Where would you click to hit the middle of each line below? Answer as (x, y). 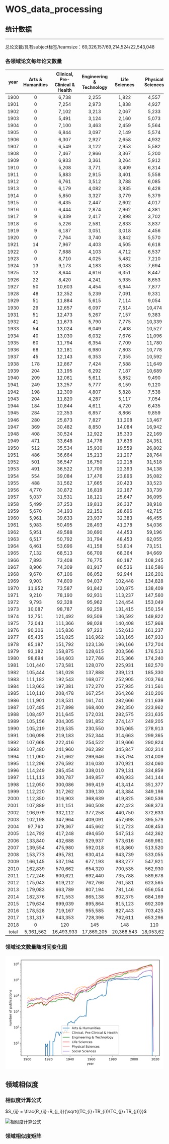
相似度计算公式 (23, 1100)
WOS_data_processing (54, 9)
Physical (154, 79)
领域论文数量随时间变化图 (36, 947)
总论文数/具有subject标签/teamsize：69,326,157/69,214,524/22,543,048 (80, 47)
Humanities (36, 85)
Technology (95, 87)
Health (65, 90)
